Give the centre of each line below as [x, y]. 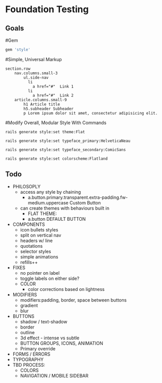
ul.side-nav [36, 77]
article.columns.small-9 [41, 100]
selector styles [36, 251]
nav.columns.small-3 [36, 73]
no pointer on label [40, 273]
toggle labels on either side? [50, 278]
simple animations [39, 257]
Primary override [38, 348]
